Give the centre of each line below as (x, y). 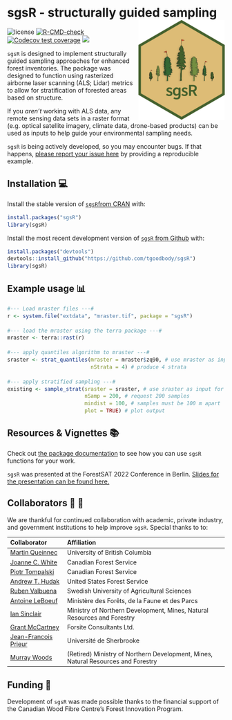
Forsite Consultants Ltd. (100, 627)
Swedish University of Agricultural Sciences (129, 591)
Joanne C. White (33, 562)
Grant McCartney (35, 627)
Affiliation (81, 543)
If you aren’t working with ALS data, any (64, 111)
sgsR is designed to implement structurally (67, 53)
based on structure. (35, 98)
